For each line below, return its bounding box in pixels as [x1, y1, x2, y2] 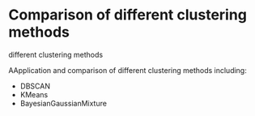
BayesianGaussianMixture [19, 98, 108, 108]
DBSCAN [19, 81, 51, 91]
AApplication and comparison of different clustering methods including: [8, 65, 247, 75]
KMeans [19, 89, 49, 99]
